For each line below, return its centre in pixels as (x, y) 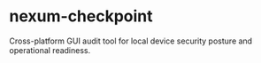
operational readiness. (50, 50)
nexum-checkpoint (81, 16)
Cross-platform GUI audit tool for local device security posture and (131, 41)
